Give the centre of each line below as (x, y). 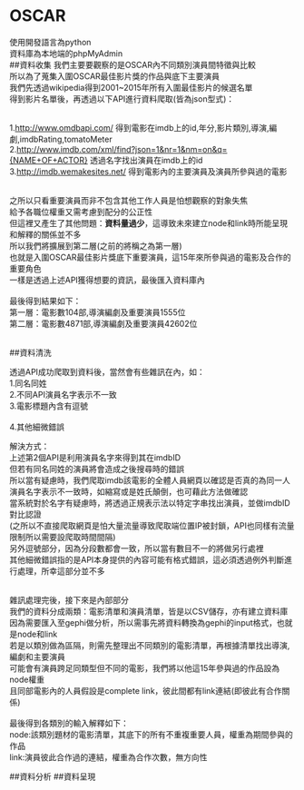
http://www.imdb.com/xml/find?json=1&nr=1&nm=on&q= (122, 149)
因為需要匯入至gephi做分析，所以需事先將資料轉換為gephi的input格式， (143, 622)
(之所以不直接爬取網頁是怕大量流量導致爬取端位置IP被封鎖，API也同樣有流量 (152, 525)
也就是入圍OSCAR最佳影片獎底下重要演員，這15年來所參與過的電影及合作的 (151, 257)
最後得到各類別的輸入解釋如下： (69, 723)
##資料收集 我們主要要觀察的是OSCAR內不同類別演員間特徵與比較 (132, 64)
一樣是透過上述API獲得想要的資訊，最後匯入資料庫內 (108, 280)
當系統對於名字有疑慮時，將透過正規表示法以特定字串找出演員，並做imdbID (150, 503)
